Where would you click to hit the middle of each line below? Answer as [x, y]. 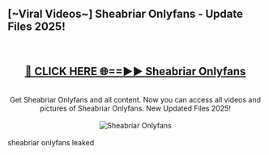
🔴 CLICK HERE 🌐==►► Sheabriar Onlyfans [135, 71]
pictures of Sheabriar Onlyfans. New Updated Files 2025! [135, 108]
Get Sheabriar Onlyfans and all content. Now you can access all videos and [135, 99]
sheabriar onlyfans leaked [51, 142]
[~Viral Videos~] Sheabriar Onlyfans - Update [126, 14]
